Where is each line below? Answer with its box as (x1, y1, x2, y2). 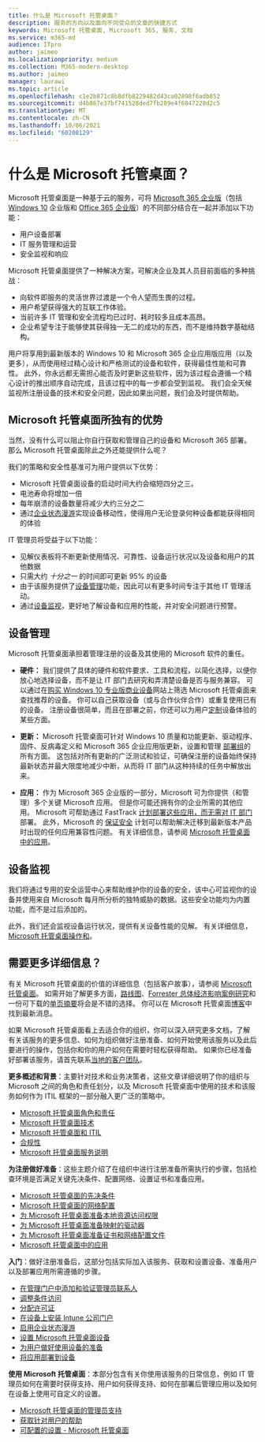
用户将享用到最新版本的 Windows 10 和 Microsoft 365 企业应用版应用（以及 (8, 348, 253, 358)
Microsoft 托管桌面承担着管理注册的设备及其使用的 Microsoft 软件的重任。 (8, 649, 248, 658)
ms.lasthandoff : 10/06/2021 (8, 121, 101, 129)
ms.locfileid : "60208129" (8, 129, 93, 136)
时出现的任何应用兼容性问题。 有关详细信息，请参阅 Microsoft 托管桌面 (19, 827, 251, 837)
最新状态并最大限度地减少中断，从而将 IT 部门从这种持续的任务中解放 (19, 762, 244, 771)
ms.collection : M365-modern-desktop (8, 63, 129, 71)
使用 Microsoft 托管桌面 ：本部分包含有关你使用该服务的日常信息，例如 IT (8, 1369, 246, 1378)
